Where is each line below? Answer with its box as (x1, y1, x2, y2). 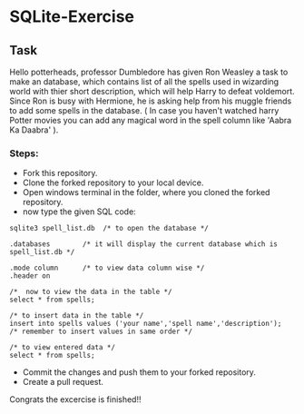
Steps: (9, 147, 39, 160)
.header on (9, 271, 51, 281)
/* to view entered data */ (9, 343, 116, 352)
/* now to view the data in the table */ (9, 288, 172, 297)
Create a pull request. (22, 377, 104, 388)
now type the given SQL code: (22, 206, 136, 217)
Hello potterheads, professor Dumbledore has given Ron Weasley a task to (9, 66, 289, 77)
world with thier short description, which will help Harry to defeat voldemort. (9, 86, 295, 96)
